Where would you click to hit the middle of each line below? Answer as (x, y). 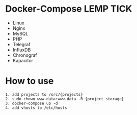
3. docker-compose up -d (32, 103)
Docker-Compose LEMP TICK (69, 9)
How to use (30, 81)
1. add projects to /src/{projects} (44, 94)
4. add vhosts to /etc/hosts (36, 108)
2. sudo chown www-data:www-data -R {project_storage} (65, 99)
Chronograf (25, 55)
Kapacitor (23, 60)
